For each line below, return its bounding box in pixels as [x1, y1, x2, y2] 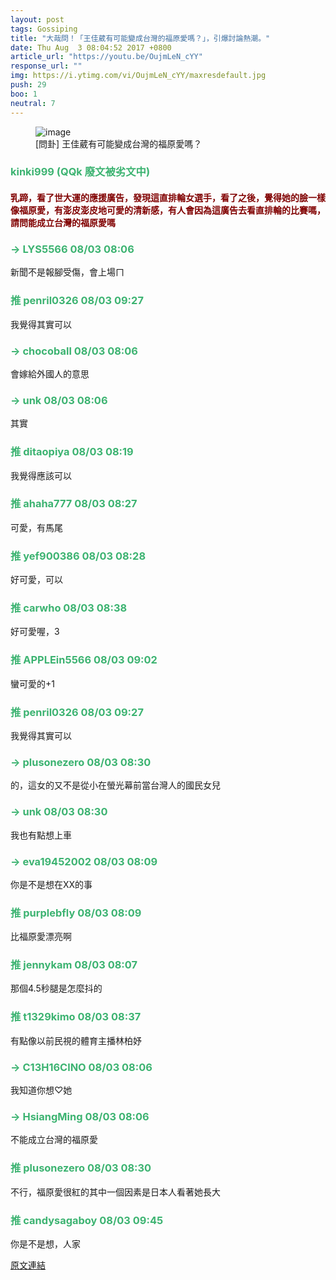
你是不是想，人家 [10, 1237, 81, 1250]
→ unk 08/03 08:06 [10, 393, 108, 407]
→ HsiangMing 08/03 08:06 [10, 1109, 150, 1123]
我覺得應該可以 [10, 469, 72, 481]
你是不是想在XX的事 [10, 878, 93, 890]
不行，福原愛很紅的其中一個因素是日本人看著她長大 [10, 1186, 221, 1198]
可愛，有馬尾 [10, 521, 63, 533]
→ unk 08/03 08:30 [10, 805, 108, 819]
